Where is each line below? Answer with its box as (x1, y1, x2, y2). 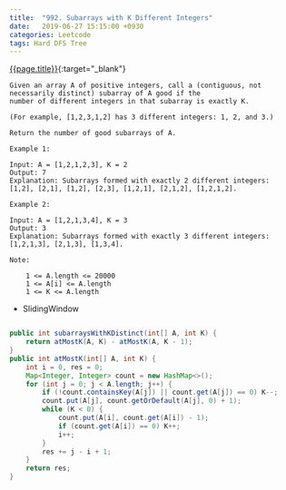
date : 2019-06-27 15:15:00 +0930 (9, 22, 144, 31)
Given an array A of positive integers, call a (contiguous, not (9, 81, 261, 91)
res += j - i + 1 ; (42, 446, 112, 456)
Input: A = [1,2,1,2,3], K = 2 (9, 161, 128, 170)
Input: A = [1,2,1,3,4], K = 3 (9, 216, 128, 225)
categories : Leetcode (9, 30, 92, 39)
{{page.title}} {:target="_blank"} (9, 64, 126, 74)
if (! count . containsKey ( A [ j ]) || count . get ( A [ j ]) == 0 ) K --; (42, 387, 279, 397)
